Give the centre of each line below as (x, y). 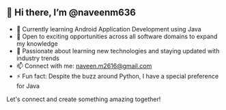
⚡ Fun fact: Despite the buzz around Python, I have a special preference (117, 76)
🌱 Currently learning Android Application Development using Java (109, 29)
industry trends (38, 58)
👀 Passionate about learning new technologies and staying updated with (118, 51)
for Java (28, 85)
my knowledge (37, 43)
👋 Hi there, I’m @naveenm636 (71, 13)
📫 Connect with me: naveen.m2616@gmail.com (84, 66)
